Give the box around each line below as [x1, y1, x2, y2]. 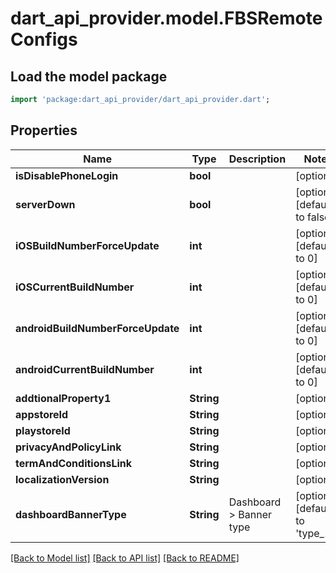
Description [228, 152, 287, 166]
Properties [10, 122, 78, 139]
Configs [10, 28, 78, 51]
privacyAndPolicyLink [15, 440, 122, 454]
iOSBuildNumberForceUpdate [15, 238, 160, 252]
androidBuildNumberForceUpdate [15, 321, 180, 335]
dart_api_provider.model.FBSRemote [10, 7, 323, 30]
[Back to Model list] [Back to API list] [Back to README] [10, 552, 240, 564]
